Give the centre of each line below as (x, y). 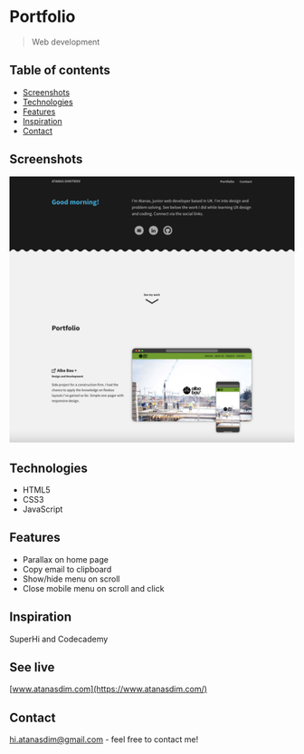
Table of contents (60, 70)
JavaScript (43, 509)
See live (32, 667)
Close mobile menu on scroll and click (93, 588)
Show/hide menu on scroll (71, 579)
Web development (66, 42)
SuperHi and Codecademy (59, 639)
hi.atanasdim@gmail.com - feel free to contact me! (104, 739)
